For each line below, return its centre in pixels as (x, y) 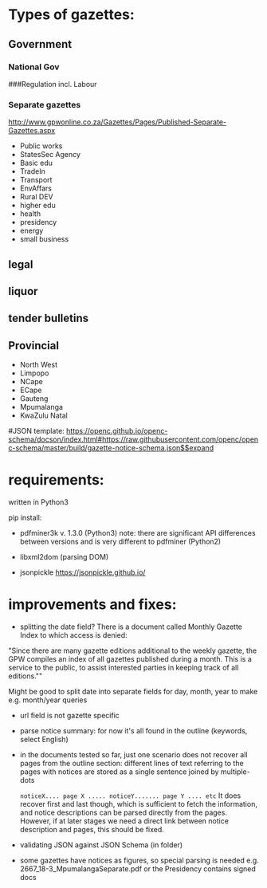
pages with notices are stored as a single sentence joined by (119, 772)
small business (44, 239)
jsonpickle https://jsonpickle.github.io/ (82, 572)
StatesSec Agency (50, 155)
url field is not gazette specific (69, 716)
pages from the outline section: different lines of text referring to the (132, 764)
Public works (41, 146)
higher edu (37, 206)
